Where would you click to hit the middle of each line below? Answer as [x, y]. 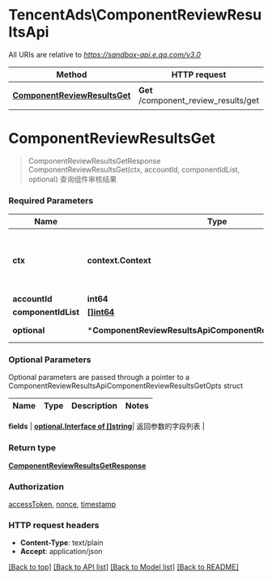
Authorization [36, 486]
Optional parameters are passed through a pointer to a [99, 377]
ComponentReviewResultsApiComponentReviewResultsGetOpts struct [125, 386]
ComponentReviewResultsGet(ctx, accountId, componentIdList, [134, 169]
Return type [32, 448]
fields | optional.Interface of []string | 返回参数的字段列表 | [106, 426]
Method [72, 75]
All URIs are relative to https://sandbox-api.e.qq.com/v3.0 [104, 54]
